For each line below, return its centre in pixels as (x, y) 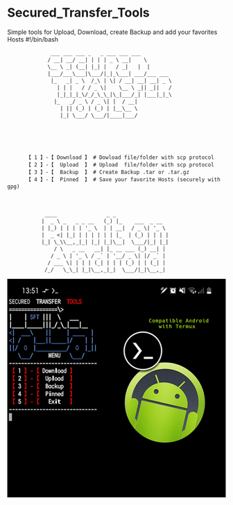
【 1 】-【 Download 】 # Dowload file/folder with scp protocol (120, 157)
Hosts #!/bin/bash (33, 39)
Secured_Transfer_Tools (79, 13)
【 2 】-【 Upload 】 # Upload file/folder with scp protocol (120, 164)
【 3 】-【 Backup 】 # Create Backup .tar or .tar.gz (107, 172)
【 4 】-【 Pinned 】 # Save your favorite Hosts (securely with (123, 179)
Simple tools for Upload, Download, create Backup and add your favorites (112, 32)
